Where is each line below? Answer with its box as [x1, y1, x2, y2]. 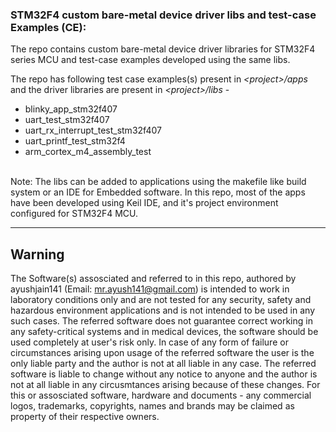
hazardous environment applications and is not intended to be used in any [10, 304, 316, 317]
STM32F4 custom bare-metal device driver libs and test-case [10, 8, 317, 22]
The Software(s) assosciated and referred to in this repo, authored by [10, 273, 297, 285]
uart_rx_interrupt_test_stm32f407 [24, 124, 162, 137]
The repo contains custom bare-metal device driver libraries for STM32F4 [10, 43, 316, 55]
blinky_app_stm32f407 [24, 103, 118, 115]
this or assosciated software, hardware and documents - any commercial [10, 389, 312, 402]
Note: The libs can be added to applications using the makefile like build [10, 176, 307, 188]
